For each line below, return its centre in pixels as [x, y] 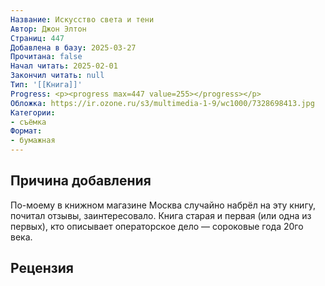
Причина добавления [81, 181]
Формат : [26, 131]
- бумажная [33, 141]
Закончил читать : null [57, 76]
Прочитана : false [46, 57]
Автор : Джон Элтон [48, 29]
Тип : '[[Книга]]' [46, 85]
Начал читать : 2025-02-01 [64, 66]
